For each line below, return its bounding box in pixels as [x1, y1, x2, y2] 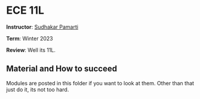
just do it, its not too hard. [6, 86, 69, 93]
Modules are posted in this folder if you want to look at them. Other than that [6, 79, 195, 86]
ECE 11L [6, 4, 45, 17]
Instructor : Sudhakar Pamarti [6, 23, 79, 30]
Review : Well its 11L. [6, 46, 56, 54]
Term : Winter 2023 [6, 35, 53, 42]
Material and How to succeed [6, 64, 118, 74]
